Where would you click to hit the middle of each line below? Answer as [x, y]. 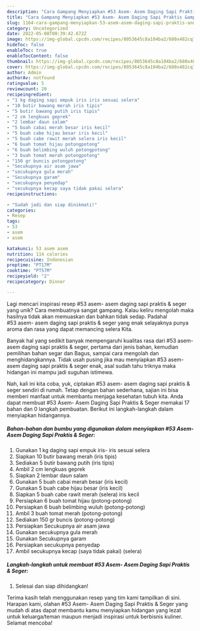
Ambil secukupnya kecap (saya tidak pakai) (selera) [78, 551]
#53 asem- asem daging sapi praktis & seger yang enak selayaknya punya [98, 323]
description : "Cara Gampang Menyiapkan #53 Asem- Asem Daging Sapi [92, 12]
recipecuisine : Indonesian [40, 260]
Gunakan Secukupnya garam [51, 538]
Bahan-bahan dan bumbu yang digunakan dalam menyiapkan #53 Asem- [100, 429]
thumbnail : [20, 61]
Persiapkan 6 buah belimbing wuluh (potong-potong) [80, 507]
